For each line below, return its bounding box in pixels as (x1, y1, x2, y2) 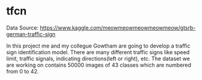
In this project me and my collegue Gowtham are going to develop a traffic (6, 42, 191, 49)
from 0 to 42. (6, 67, 39, 75)
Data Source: (6, 24, 39, 31)
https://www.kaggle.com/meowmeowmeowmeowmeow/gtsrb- (40, 24, 196, 31)
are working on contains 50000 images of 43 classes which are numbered (6, 61, 192, 69)
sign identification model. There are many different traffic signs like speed (6, 48, 190, 55)
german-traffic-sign (6, 30, 56, 37)
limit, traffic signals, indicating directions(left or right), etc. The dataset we (6, 55, 190, 62)
